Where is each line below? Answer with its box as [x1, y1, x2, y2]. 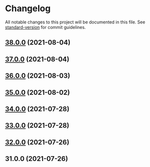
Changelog [5, 3, 51, 14]
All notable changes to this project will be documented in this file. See [5, 19, 146, 25]
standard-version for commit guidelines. [5, 24, 86, 30]
